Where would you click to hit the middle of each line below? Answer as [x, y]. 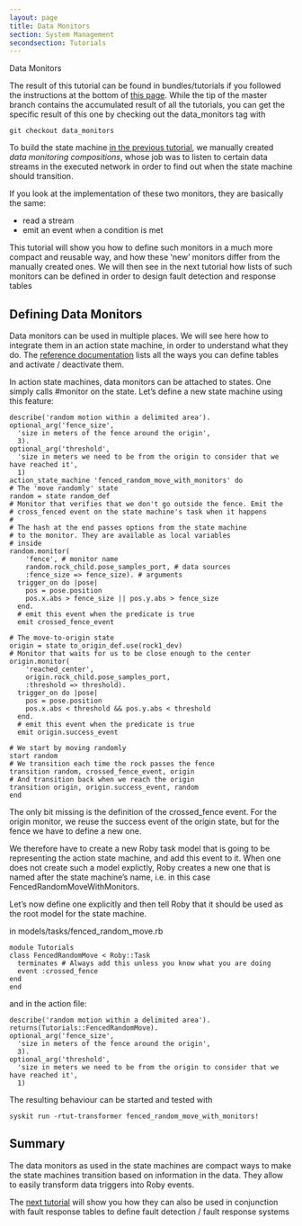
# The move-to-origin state [62, 638]
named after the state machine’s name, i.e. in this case [110, 877]
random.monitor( [40, 551]
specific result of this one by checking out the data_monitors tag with [138, 114]
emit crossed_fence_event [66, 622]
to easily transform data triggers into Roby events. [102, 1185]
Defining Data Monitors [76, 314]
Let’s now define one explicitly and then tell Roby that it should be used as [147, 904]
